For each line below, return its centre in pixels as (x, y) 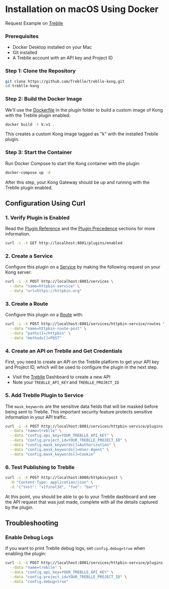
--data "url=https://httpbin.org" (46, 291)
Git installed (25, 53)
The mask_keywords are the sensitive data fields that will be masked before (82, 406)
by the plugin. (19, 507)
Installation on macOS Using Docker (82, 9)
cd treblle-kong (22, 86)
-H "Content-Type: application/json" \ (52, 482)
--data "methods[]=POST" (36, 338)
